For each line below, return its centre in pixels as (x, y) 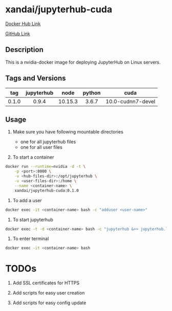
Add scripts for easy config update (49, 303)
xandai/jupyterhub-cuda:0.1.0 (47, 190)
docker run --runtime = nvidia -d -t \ (46, 167)
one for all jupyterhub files (48, 142)
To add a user (27, 200)
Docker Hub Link (23, 24)
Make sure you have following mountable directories (68, 132)
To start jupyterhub (33, 220)
